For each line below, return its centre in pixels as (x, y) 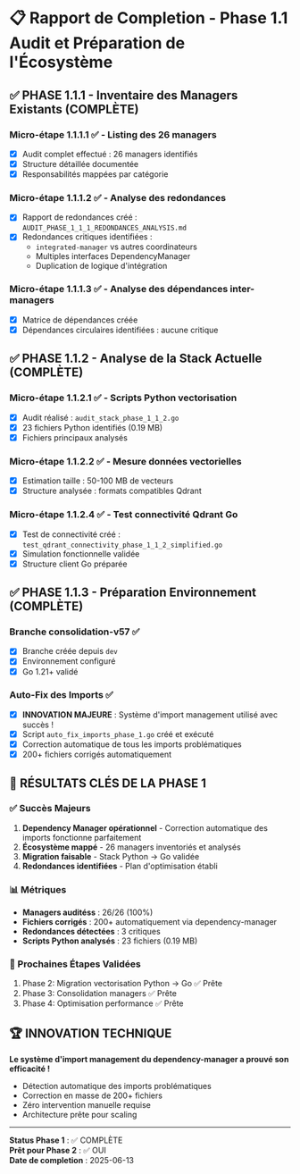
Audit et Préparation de (97, 43)
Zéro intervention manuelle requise (87, 1105)
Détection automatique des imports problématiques (117, 1086)
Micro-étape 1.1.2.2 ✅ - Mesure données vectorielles (126, 461)
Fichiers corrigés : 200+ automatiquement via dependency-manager (150, 922)
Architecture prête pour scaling (79, 1115)
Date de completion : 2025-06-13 (72, 1161)
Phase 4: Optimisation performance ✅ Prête (103, 1003)
